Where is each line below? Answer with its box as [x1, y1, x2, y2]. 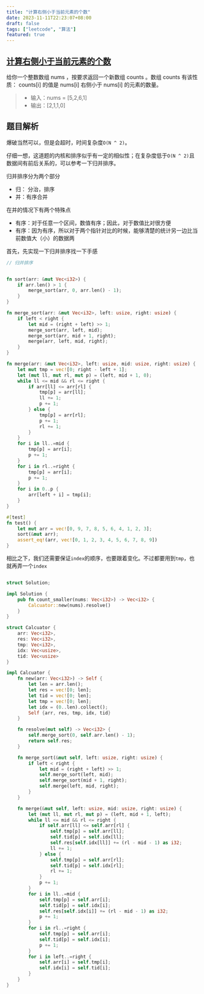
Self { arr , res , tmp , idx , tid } [28, 710, 111, 716]
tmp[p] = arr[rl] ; [39, 412, 86, 418]
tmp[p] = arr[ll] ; [39, 390, 86, 396]
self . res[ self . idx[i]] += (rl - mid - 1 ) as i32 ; [39, 908, 168, 914]
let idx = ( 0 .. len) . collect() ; [28, 704, 108, 710]
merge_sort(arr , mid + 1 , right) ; [28, 333, 116, 339]
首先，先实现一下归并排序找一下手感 [6, 247, 98, 255]
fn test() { [6, 520, 37, 526]
